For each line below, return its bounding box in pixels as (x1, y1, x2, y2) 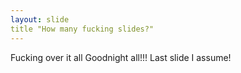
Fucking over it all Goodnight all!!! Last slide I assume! (10, 51, 232, 63)
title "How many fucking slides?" (10, 24, 155, 34)
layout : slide (10, 14, 70, 25)
